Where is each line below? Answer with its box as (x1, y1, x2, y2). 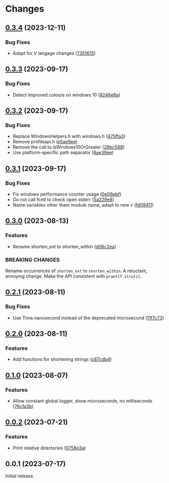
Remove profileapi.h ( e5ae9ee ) (12, 138, 78, 145)
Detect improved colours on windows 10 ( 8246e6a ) (12, 92, 121, 98)
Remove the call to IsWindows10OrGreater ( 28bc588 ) (12, 144, 125, 150)
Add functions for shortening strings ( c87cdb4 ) (12, 356, 112, 362)
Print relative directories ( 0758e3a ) (12, 445, 86, 451)
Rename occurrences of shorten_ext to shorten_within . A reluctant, (5, 268, 148, 274)
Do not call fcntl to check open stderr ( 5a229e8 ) (12, 196, 115, 203)
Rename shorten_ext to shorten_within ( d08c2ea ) (12, 243, 117, 249)
